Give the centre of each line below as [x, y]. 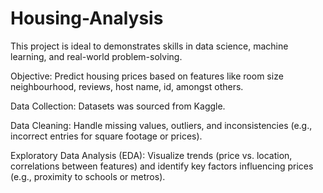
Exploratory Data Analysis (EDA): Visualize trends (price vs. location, [151, 155]
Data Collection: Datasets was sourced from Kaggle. [118, 106]
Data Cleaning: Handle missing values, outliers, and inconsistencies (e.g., [161, 125]
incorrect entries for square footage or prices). [106, 136]
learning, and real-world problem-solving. [96, 56]
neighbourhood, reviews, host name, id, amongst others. [127, 86]
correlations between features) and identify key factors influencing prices [162, 166]
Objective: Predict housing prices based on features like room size [147, 76]
